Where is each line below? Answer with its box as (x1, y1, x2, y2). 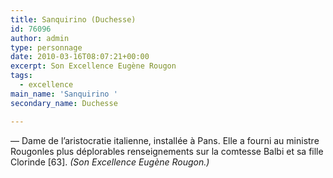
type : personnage (10, 42, 83, 53)
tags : (10, 71, 33, 81)
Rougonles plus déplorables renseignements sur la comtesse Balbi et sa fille (10, 145, 324, 157)
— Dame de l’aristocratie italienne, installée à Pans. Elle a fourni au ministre (10, 134, 320, 146)
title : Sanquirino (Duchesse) (10, 14, 137, 25)
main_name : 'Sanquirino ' (10, 89, 118, 99)
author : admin (10, 33, 70, 43)
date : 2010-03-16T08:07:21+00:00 (10, 52, 150, 62)
